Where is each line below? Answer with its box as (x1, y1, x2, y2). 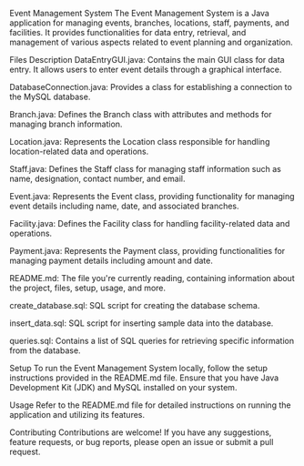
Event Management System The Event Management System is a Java (9, 8, 270, 18)
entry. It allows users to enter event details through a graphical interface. (9, 64, 282, 75)
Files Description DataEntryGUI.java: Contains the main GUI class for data (9, 55, 285, 65)
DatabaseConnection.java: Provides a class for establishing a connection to (9, 82, 293, 92)
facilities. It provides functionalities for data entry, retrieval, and (9, 27, 247, 37)
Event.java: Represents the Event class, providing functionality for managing (9, 191, 295, 201)
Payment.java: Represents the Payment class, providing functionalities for (9, 246, 286, 256)
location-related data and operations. (9, 146, 149, 157)
